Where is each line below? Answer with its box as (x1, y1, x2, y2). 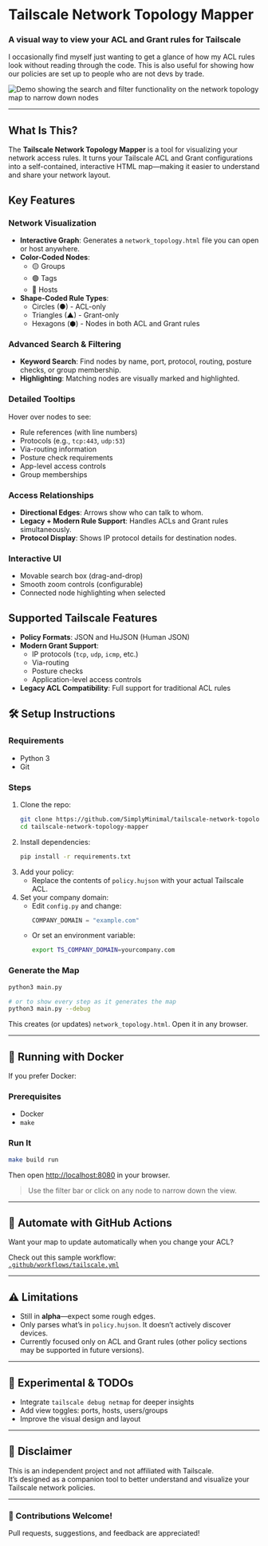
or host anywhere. (19, 243, 80, 253)
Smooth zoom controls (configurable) (19, 580, 144, 590)
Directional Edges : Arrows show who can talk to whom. (19, 507, 203, 517)
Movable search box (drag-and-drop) (19, 571, 144, 581)
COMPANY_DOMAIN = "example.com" (31, 916, 140, 925)
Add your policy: (19, 867, 74, 877)
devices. (19, 1328, 49, 1338)
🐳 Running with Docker (8, 1050, 124, 1063)
